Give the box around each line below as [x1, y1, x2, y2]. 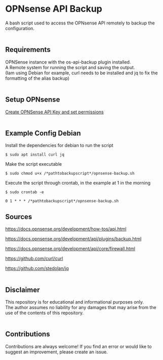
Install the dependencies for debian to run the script [5, 142, 114, 148]
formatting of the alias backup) [5, 75, 70, 81]
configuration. [5, 25, 34, 31]
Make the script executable [5, 161, 62, 167]
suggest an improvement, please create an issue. [5, 349, 108, 355]
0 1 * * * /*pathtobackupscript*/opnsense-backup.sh [5, 199, 119, 204]
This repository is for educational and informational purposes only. [5, 299, 144, 305]
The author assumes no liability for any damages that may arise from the [5, 305, 157, 310]
